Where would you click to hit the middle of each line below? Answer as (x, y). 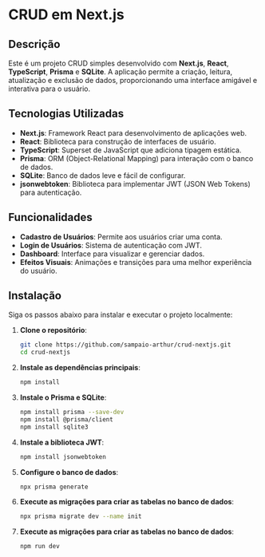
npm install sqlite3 (54, 427)
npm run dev (40, 547)
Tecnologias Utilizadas (66, 114)
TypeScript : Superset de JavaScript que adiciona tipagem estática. (131, 150)
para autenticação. (51, 192)
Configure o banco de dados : (69, 472)
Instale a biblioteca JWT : (62, 442)
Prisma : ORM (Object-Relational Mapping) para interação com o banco (136, 158)
